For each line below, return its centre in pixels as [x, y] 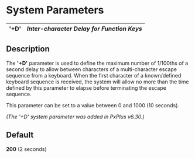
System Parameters [55, 10]
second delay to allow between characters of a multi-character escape [92, 69]
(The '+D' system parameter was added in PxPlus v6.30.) [75, 117]
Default [20, 135]
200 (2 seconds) [26, 149]
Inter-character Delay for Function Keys [84, 29]
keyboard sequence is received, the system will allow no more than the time [97, 82]
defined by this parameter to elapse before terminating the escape [86, 87]
